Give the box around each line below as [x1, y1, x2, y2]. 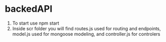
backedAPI [5, 3, 52, 15]
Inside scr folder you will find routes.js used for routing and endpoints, [12, 25, 161, 31]
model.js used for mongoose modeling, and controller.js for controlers [12, 31, 160, 37]
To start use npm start [12, 20, 60, 26]
